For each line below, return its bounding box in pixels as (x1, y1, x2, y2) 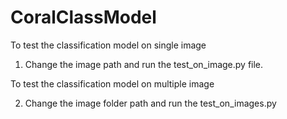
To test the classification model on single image (10, 39, 207, 51)
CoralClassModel (10, 6, 157, 29)
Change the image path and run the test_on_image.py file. (24, 58, 264, 70)
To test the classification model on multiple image (10, 77, 215, 90)
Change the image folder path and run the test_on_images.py (24, 97, 277, 109)
